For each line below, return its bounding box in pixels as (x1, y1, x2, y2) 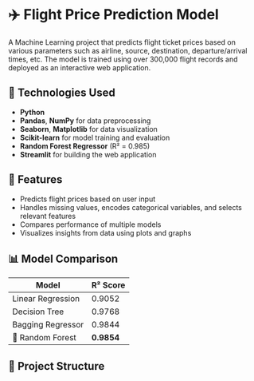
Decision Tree (12, 306, 64, 317)
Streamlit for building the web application (19, 149, 157, 159)
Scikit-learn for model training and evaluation (19, 133, 170, 142)
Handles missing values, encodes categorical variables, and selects (19, 202, 243, 212)
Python (19, 107, 45, 117)
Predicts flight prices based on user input (19, 194, 156, 204)
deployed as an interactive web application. (8, 62, 151, 72)
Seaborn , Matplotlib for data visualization (19, 124, 158, 133)
